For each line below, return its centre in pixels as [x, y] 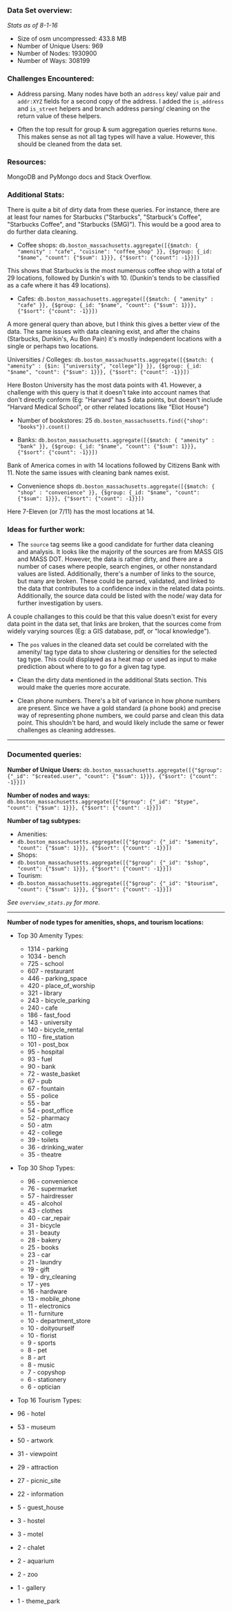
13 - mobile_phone [54, 1298]
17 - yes [39, 1284]
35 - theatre [45, 1154]
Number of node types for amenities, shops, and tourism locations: [105, 922]
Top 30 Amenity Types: [50, 936]
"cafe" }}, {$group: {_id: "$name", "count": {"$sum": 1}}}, [107, 305]
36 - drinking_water [56, 1147]
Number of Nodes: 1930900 [57, 53]
